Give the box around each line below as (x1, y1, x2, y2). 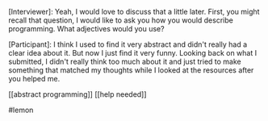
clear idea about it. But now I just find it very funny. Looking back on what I (8, 48, 257, 57)
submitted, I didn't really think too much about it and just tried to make (8, 56, 241, 66)
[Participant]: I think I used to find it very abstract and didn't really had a (8, 40, 248, 49)
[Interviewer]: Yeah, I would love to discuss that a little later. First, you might (8, 7, 260, 16)
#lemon (8, 105, 34, 115)
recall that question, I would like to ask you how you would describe (8, 15, 234, 25)
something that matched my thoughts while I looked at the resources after (8, 65, 254, 75)
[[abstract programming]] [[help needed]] (8, 90, 147, 99)
